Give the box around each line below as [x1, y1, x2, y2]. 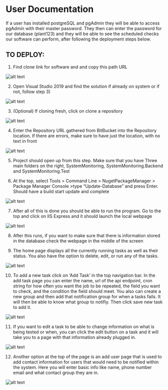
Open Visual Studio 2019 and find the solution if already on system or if [12, 83, 159, 89]
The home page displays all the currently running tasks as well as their [12, 247, 158, 253]
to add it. [12, 304, 31, 310]
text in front [12, 138, 37, 144]
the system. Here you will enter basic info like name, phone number [12, 364, 152, 370]
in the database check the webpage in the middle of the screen [12, 238, 143, 244]
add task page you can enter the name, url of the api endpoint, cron [12, 277, 152, 283]
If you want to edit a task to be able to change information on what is [12, 323, 154, 329]
